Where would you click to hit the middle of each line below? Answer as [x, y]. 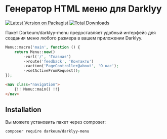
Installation [23, 110]
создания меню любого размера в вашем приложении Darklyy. [74, 38]
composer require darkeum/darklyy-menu [47, 131]
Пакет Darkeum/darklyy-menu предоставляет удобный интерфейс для [80, 32]
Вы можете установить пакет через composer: [56, 122]
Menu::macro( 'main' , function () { [43, 47]
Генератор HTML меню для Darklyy [83, 9]
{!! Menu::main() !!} [37, 89]
